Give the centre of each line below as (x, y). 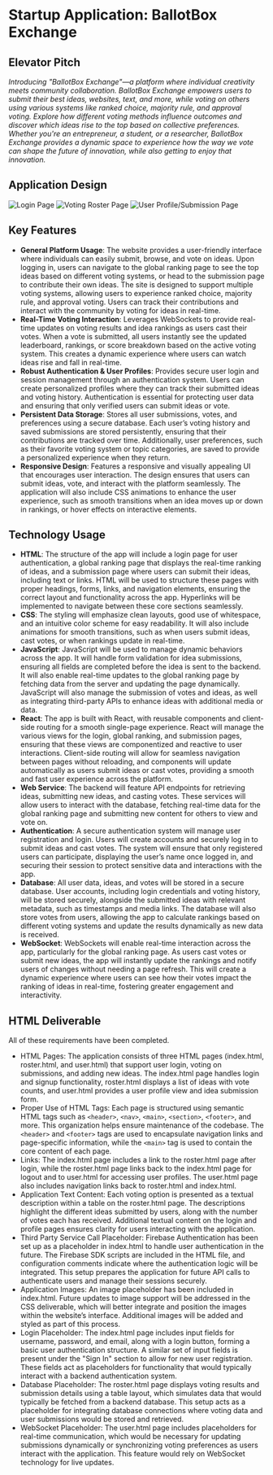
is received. (39, 935)
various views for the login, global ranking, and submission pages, (131, 736)
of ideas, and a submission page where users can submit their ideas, (135, 572)
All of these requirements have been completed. (89, 1041)
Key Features (43, 231)
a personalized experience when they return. (95, 457)
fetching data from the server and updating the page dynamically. (130, 684)
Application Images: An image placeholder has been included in (127, 1290)
